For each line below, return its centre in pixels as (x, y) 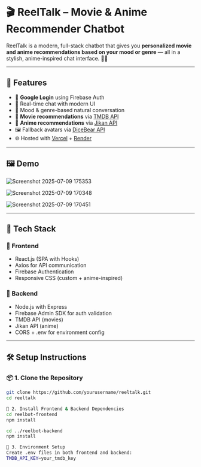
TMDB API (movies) (39, 320)
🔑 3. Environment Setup (36, 447)
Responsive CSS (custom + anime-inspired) (69, 278)
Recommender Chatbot (65, 29)
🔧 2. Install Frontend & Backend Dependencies (65, 409)
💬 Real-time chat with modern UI (55, 104)
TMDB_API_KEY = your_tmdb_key (41, 459)
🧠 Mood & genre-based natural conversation (69, 110)
